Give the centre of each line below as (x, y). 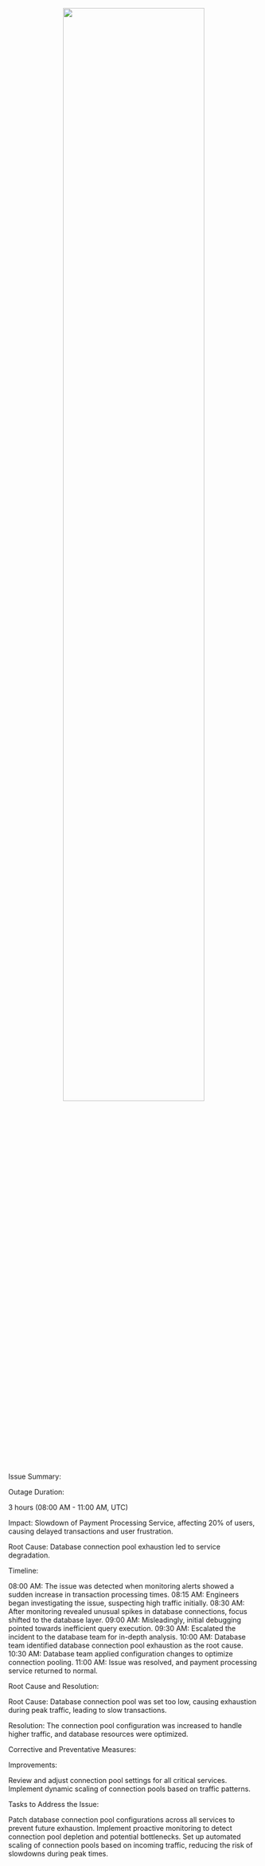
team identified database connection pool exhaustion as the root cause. (126, 1645)
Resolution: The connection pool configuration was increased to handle (125, 1725)
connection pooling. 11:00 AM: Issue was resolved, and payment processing (132, 1662)
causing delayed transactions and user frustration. (91, 1531)
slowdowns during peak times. (58, 1854)
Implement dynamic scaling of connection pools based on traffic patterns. (129, 1789)
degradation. (29, 1555)
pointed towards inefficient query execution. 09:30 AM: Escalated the (122, 1628)
